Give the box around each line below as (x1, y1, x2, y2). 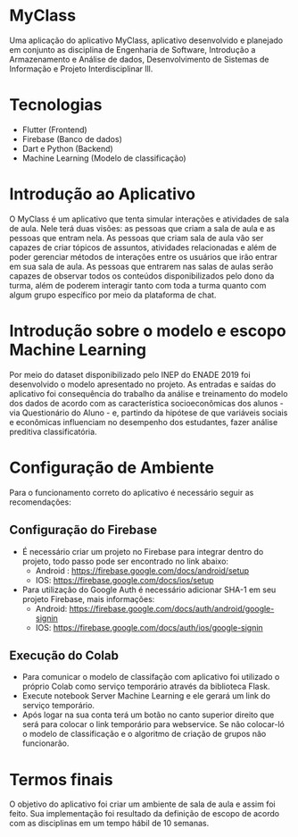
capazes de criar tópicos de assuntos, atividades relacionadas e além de (9, 242, 277, 253)
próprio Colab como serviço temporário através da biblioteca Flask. (21, 681, 270, 692)
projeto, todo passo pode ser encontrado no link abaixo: (21, 556, 229, 566)
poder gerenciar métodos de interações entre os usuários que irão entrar (9, 251, 278, 262)
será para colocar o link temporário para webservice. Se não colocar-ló (21, 719, 286, 730)
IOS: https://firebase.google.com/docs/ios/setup (35, 574, 214, 585)
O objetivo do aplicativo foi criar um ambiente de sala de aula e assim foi (9, 799, 276, 809)
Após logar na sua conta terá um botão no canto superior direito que (21, 709, 275, 720)
